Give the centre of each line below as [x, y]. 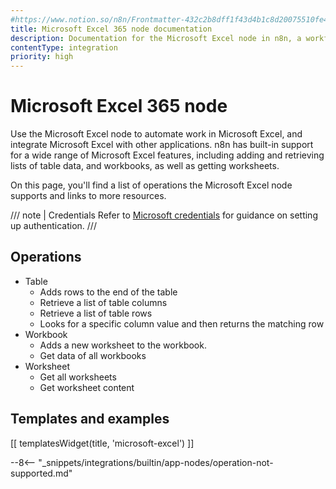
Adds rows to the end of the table [108, 292]
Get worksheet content [87, 387]
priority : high [42, 57]
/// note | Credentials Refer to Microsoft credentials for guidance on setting [164, 215]
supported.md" [41, 473]
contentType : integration [64, 47]
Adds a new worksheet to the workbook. [123, 345]
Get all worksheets [78, 377]
